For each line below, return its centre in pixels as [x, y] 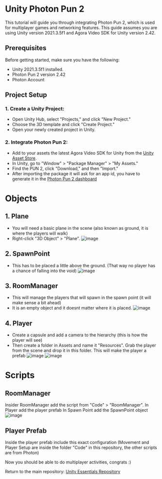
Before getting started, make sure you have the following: [62, 60]
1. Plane [17, 216]
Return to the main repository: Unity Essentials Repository [63, 471]
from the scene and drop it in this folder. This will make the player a [79, 350]
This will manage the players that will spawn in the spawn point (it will [81, 297]
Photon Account [28, 79]
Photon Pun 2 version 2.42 [39, 74]
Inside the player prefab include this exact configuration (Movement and [77, 442]
